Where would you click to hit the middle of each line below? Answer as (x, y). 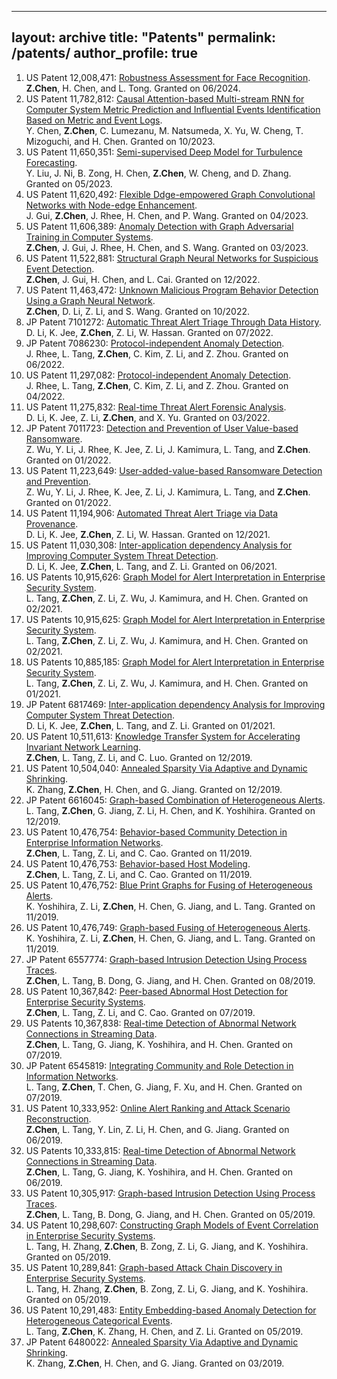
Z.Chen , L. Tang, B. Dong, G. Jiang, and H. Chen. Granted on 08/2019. (170, 980)
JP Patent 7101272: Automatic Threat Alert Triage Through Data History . (173, 322)
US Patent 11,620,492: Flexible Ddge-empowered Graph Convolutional (170, 194)
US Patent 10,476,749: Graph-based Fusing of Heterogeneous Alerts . (168, 927)
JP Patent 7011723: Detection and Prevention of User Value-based (162, 428)
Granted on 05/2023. (69, 183)
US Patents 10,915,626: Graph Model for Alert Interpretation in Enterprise (175, 577)
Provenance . (52, 523)
